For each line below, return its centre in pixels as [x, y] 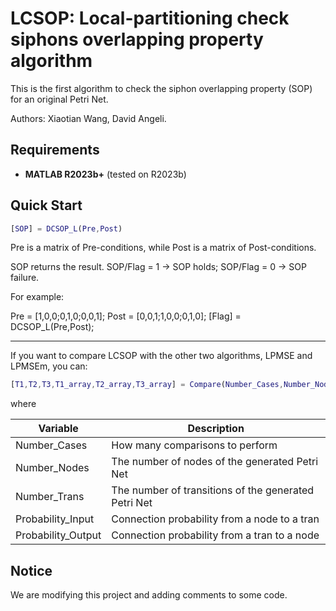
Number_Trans [50, 497]
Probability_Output [58, 535]
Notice [31, 570]
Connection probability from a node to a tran [215, 519]
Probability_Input [55, 519]
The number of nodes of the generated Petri [215, 462]
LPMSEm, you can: [49, 366]
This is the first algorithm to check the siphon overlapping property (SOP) [161, 88]
